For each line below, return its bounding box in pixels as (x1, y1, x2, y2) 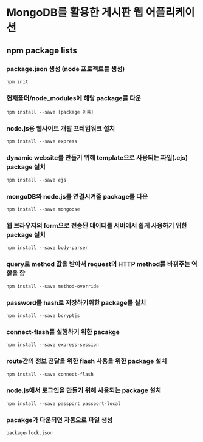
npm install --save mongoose (6, 206, 80, 212)
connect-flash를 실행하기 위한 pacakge (6, 327, 120, 336)
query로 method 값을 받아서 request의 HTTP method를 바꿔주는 (6, 260, 190, 268)
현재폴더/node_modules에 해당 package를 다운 (6, 93, 142, 102)
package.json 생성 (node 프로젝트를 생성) (6, 64, 125, 73)
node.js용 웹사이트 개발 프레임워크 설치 (6, 124, 115, 133)
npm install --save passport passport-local (6, 400, 121, 407)
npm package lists (6, 45, 78, 55)
